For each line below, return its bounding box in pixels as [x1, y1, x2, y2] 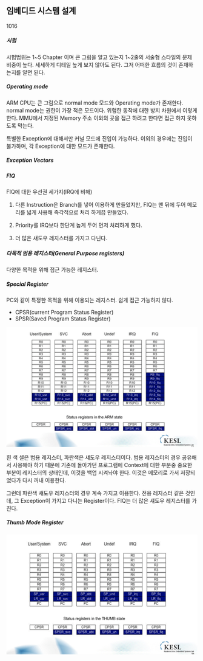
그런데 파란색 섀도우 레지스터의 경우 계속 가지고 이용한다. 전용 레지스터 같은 [6, 489, 184, 497]
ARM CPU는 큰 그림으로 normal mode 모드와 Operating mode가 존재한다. [6, 99, 184, 106]
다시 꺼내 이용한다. [22, 476, 67, 483]
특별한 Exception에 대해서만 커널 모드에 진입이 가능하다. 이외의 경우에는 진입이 [6, 134, 193, 142]
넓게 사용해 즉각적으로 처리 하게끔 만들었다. [26, 209, 128, 216]
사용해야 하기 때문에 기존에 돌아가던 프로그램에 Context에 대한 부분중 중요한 [12, 461, 193, 468]
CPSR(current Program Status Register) [15, 309, 114, 316]
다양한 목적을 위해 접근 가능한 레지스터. [6, 266, 99, 274]
